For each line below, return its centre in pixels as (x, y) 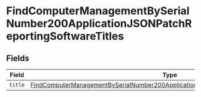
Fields (18, 58)
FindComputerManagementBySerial (98, 11)
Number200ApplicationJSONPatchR (99, 24)
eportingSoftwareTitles (65, 36)
